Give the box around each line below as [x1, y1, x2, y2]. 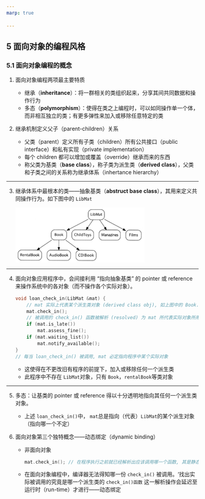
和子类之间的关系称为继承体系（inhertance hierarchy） [24, 169, 163, 176]
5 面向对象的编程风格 [6, 41, 86, 51]
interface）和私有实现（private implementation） [24, 146, 148, 153]
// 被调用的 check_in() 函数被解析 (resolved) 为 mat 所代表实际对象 [26, 315, 191, 321]
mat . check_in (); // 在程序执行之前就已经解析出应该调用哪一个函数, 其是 [24, 459, 191, 465]
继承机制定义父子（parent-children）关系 [15, 125, 119, 133]
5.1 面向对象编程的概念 [6, 61, 72, 70]
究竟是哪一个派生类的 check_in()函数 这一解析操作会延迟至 [51, 478, 198, 486]
